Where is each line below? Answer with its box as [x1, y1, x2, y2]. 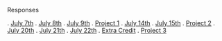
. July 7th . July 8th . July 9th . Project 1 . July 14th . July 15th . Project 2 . [7, 19, 215, 27]
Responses [7, 6, 40, 14]
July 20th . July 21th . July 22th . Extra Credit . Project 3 [7, 27, 167, 34]
